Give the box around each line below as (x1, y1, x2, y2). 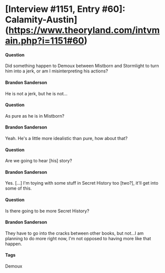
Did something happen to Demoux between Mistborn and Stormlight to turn (5, 63, 160, 69)
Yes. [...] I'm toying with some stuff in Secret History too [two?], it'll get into (5, 180, 159, 186)
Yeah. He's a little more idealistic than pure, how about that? (5, 136, 128, 141)
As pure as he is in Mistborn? (5, 113, 64, 119)
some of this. (5, 185, 32, 192)
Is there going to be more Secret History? (5, 207, 90, 214)
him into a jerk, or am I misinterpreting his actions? (5, 68, 108, 74)
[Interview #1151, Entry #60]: (5, 3, 125, 15)
